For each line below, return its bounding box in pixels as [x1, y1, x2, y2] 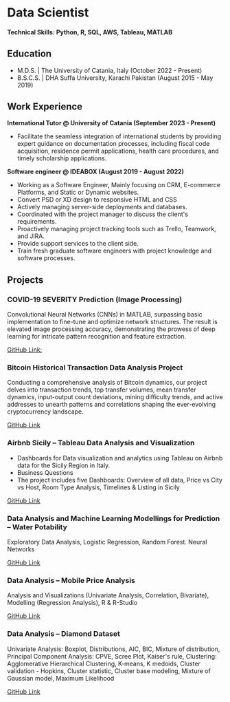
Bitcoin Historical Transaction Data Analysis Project [7, 363, 183, 372]
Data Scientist [7, 5, 89, 21]
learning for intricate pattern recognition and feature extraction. [7, 332, 187, 341]
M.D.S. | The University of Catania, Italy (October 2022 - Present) [16, 66, 203, 74]
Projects [7, 274, 44, 286]
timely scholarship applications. [16, 154, 107, 162]
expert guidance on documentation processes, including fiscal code [16, 140, 210, 148]
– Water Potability [7, 522, 67, 531]
